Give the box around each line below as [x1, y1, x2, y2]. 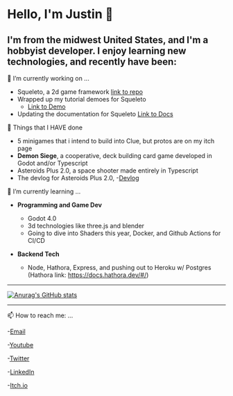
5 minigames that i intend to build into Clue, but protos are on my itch [17, 137, 215, 145]
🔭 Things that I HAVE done [7, 123, 83, 132]
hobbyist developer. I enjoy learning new [7, 45, 187, 56]
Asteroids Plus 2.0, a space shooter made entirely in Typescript [17, 166, 199, 175]
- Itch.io [7, 381, 28, 389]
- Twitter [7, 354, 30, 363]
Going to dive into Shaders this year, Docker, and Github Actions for [27, 229, 221, 237]
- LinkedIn [7, 368, 35, 376]
